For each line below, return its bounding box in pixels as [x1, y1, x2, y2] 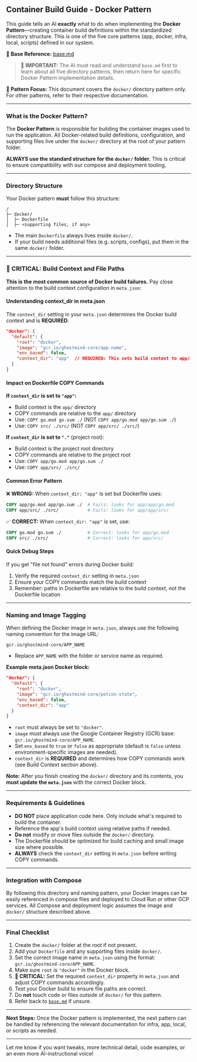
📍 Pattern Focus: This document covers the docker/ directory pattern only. [6, 85, 186, 93]
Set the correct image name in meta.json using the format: [14, 954, 155, 961]
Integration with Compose [6, 876, 82, 884]
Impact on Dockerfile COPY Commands [6, 379, 104, 386]
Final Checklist [6, 928, 50, 936]
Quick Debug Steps [6, 548, 55, 555]
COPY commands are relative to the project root [14, 451, 131, 458]
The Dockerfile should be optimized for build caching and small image [14, 837, 184, 844]
